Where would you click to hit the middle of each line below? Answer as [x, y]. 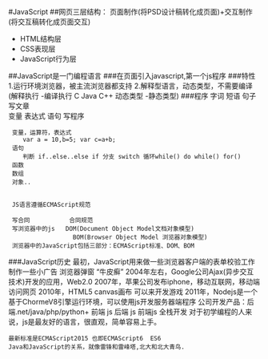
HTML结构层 [40, 39]
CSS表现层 [38, 49]
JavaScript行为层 [48, 59]
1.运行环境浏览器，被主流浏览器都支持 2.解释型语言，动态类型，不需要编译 [131, 86]
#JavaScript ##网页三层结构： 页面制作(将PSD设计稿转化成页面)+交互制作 [131, 12]
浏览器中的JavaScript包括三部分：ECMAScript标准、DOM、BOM [103, 246]
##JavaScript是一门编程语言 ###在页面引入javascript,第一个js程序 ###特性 [132, 76]
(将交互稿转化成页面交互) [50, 22]
